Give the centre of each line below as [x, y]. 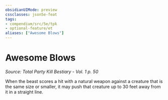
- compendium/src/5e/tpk [31, 24]
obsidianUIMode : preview [31, 10]
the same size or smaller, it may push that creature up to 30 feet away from [83, 86]
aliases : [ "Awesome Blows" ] [35, 33]
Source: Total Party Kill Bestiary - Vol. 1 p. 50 [52, 71]
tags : [11, 19]
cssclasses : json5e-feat [31, 14]
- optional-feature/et [29, 28]
